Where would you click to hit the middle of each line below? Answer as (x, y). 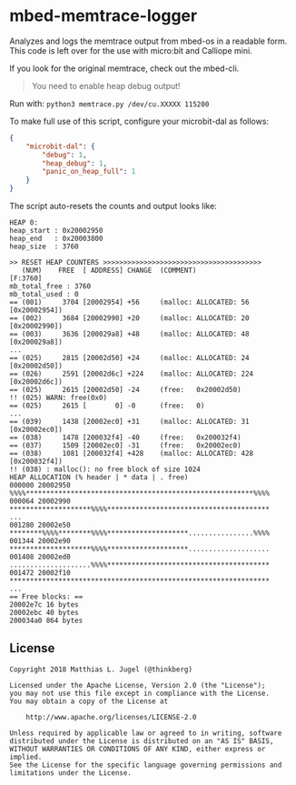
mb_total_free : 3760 (50, 287)
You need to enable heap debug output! (106, 86)
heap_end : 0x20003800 (56, 239)
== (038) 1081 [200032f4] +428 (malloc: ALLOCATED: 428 (132, 454)
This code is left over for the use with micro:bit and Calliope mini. (131, 50)
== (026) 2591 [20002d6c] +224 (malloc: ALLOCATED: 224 (132, 374)
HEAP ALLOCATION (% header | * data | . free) (99, 478)
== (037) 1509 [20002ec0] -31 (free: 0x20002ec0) (126, 446)
